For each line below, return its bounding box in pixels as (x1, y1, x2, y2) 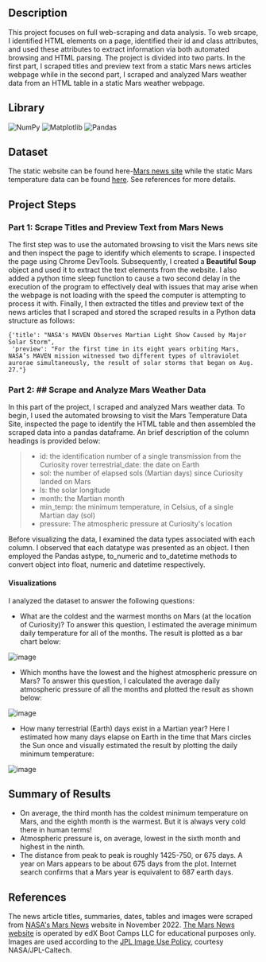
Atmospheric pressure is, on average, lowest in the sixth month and (19, 834, 241, 844)
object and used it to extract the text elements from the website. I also (8, 266, 237, 275)
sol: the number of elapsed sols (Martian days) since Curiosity (39, 468, 244, 478)
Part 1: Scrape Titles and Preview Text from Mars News (8, 222, 224, 233)
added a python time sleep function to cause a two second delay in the (8, 273, 241, 283)
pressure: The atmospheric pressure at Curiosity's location (39, 519, 233, 529)
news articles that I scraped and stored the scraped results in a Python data (8, 308, 256, 317)
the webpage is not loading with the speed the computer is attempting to (8, 290, 246, 301)
